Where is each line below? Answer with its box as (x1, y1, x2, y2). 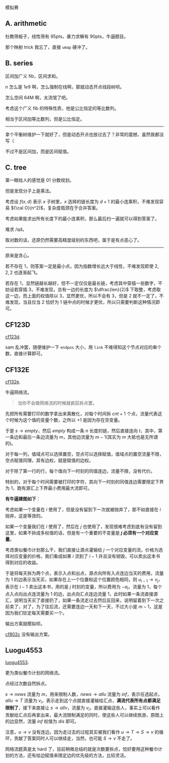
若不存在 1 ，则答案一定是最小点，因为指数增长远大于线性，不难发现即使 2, (5, 263, 159, 269)
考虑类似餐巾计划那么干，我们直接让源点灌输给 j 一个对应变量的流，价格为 (5, 547, 159, 553)
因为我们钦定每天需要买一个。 (5, 610, 67, 616)
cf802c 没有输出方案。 (5, 631, 53, 637)
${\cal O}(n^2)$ (11, 205, 44, 211)
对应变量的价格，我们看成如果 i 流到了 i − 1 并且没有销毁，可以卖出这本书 (9, 553, 160, 559)
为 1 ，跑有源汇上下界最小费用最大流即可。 (5, 485, 92, 491)
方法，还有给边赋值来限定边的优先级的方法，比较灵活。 (14, 752, 129, 758)
